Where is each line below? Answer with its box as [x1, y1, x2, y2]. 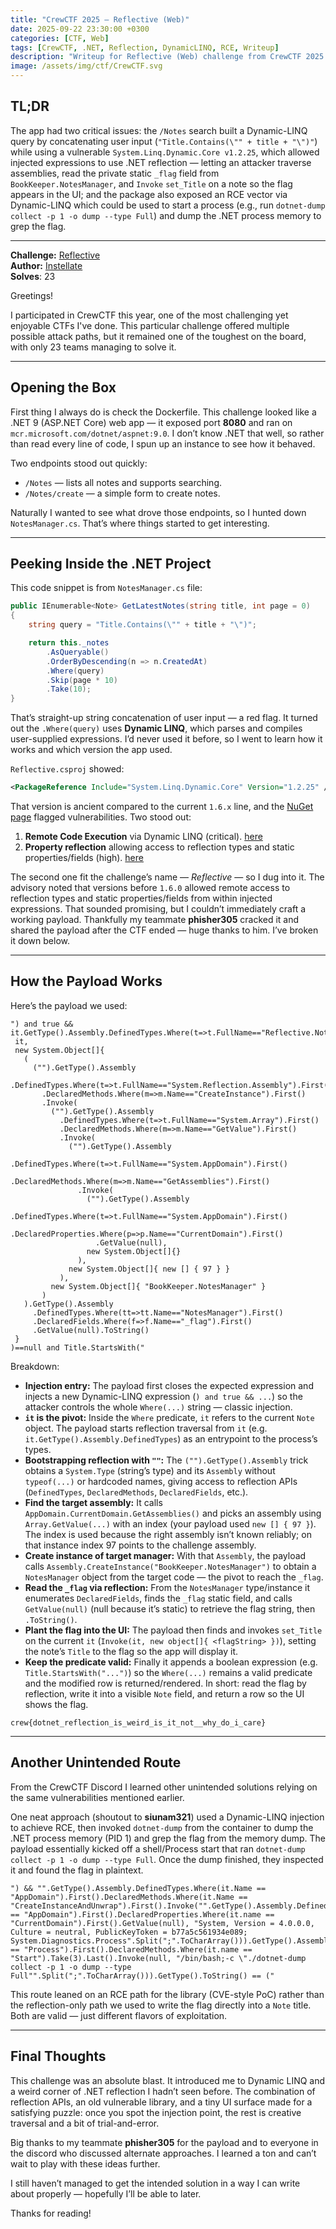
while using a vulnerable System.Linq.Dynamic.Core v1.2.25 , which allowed [10, 146, 320, 158]
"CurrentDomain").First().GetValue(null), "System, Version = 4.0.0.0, [10, 1918, 315, 1928]
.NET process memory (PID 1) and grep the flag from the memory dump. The [10, 1832, 326, 1844]
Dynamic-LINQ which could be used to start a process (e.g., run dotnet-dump [10, 199, 326, 211]
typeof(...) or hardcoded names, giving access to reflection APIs [24, 1475, 298, 1487]
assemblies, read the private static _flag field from [10, 167, 220, 179]
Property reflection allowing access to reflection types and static [24, 841, 295, 853]
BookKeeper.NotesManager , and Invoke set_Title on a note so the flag [10, 177, 293, 190]
